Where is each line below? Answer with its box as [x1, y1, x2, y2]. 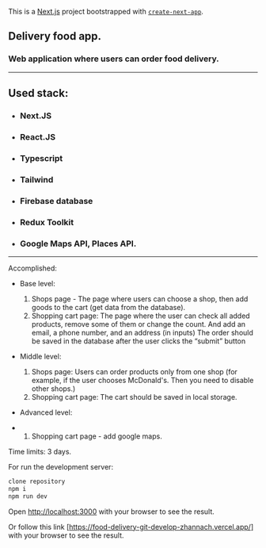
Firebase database [19, 195, 93, 206]
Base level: [19, 278, 55, 288]
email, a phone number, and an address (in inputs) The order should [31, 328, 253, 337]
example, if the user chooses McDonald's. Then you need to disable [31, 375, 254, 385]
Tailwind [19, 174, 54, 185]
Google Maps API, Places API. [19, 238, 137, 249]
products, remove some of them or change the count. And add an [31, 319, 246, 328]
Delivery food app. [8, 29, 101, 43]
